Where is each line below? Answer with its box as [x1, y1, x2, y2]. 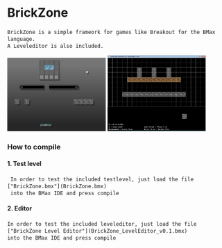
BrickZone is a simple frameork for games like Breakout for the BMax [7, 28, 216, 35]
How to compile [7, 142, 61, 152]
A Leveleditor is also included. [7, 42, 104, 49]
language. [7, 35, 36, 42]
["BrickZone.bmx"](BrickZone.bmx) [7, 183, 108, 190]
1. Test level [7, 159, 42, 167]
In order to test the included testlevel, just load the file [10, 176, 194, 183]
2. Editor [7, 204, 33, 213]
